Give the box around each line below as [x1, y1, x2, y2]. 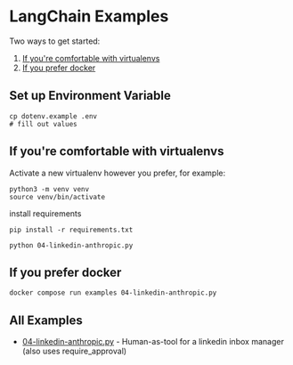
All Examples [9, 312, 83, 328]
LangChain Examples [9, 6, 169, 27]
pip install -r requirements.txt [9, 225, 134, 234]
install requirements [9, 207, 82, 219]
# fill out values [9, 119, 77, 128]
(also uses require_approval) [21, 345, 127, 357]
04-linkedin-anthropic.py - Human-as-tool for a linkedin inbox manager [21, 337, 285, 347]
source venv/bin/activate [9, 192, 105, 201]
